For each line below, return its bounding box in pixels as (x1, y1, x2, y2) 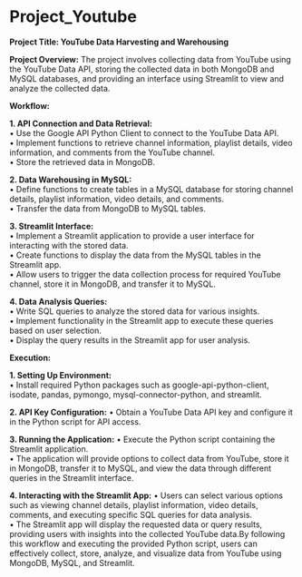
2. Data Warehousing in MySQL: (9, 174, 132, 185)
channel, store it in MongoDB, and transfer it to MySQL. (9, 279, 216, 289)
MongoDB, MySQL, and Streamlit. (9, 557, 135, 568)
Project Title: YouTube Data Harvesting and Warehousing (9, 36, 229, 47)
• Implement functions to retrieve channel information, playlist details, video (9, 137, 293, 148)
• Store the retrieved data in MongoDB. (9, 156, 156, 167)
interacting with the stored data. (9, 240, 129, 250)
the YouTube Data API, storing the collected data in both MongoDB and (9, 64, 275, 74)
